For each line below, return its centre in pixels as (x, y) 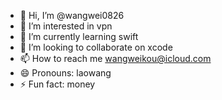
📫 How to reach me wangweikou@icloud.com (115, 58)
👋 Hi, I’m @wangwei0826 (72, 15)
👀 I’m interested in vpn (66, 26)
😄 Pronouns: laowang (65, 73)
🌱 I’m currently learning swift (79, 36)
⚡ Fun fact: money (57, 84)
